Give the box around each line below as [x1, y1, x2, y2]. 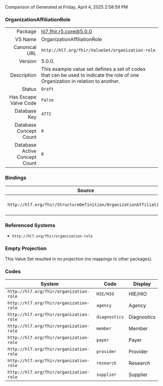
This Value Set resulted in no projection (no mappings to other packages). [5, 256, 153, 262]
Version [19, 58, 37, 65]
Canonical [13, 44, 37, 50]
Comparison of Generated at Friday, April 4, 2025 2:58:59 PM [5, 4, 128, 10]
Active [21, 148, 37, 154]
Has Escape [9, 94, 37, 101]
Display [133, 281, 151, 287]
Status [21, 86, 37, 93]
